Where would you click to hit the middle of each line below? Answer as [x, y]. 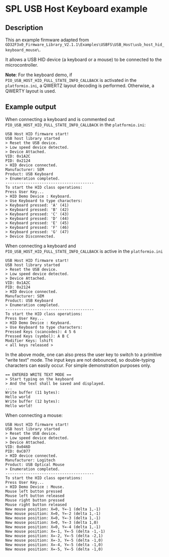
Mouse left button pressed [34, 491]
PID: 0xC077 [18, 451]
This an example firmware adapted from [47, 40]
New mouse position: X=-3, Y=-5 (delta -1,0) [54, 540]
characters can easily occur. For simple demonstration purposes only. [78, 365]
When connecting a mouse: [34, 415]
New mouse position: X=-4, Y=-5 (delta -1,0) [54, 545]
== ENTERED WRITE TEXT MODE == [38, 374]
